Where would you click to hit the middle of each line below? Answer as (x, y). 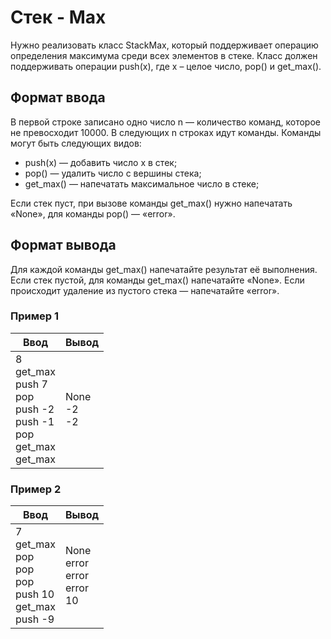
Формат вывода (63, 245)
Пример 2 (36, 489)
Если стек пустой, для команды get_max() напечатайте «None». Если (157, 280)
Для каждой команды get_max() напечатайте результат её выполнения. (164, 269)
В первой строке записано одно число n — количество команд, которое (165, 122)
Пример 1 (34, 316)
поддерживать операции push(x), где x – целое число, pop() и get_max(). (166, 66)
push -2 (35, 409)
